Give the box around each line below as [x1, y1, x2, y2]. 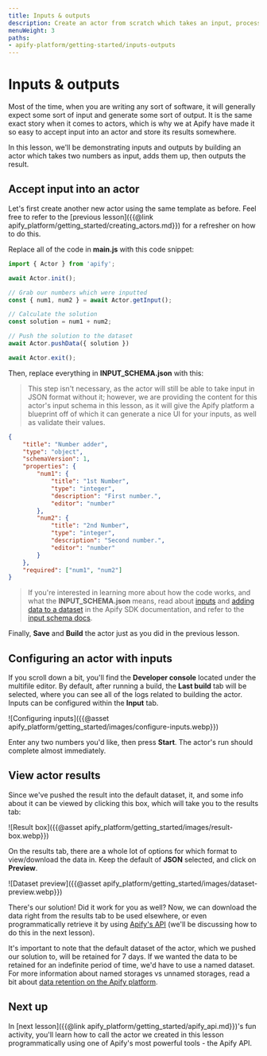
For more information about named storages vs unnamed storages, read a [8, 968, 250, 978]
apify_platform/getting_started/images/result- [84, 822, 233, 832]
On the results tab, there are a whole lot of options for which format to [8, 846, 238, 855]
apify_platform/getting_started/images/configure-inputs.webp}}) [8, 722, 219, 732]
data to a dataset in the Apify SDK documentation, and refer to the [27, 605, 245, 614]
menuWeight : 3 [8, 26, 56, 34]
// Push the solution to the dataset [8, 332, 133, 341]
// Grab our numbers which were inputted [8, 288, 148, 297]
